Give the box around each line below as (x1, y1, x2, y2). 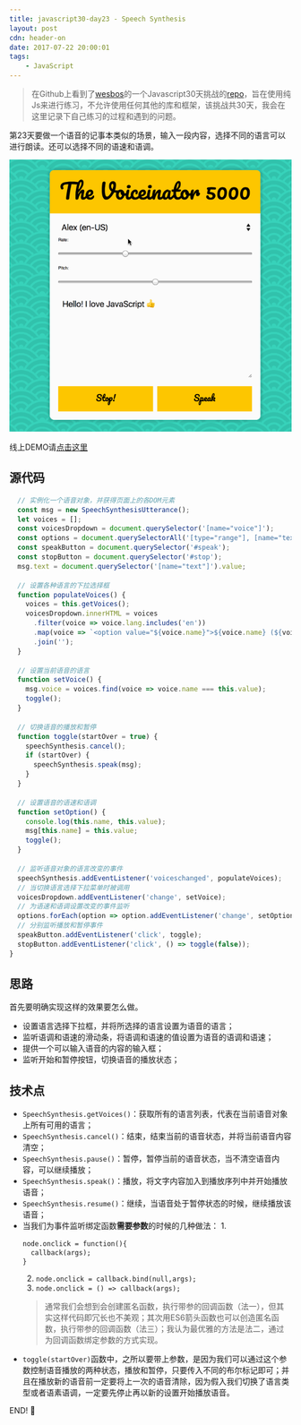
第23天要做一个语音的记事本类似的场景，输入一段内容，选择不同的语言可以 (9, 130, 287, 141)
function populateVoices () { (17, 590, 126, 599)
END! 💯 (9, 1405, 36, 1416)
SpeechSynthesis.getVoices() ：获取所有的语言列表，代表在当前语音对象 (21, 1109, 288, 1120)
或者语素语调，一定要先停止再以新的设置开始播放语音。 (30, 1387, 235, 1398)
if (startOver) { (25, 751, 90, 760)
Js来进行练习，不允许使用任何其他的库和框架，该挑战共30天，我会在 (30, 99, 286, 110)
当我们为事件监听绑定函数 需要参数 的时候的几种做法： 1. (21, 1221, 227, 1232)
